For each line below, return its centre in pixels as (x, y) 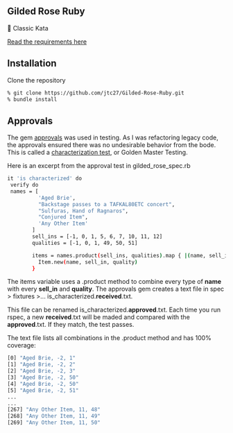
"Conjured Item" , (63, 217)
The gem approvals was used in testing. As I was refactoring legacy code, (113, 137)
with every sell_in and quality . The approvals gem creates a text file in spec (116, 289)
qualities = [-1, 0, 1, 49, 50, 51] (85, 243)
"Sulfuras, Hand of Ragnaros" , (83, 211)
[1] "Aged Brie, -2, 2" (42, 365)
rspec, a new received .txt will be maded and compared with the (99, 317)
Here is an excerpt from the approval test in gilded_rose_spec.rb (99, 166)
